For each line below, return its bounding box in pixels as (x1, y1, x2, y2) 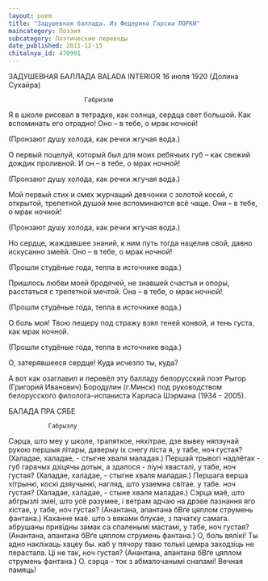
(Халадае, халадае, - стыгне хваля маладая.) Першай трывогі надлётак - (8, 453, 261, 463)
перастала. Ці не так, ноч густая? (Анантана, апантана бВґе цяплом (8, 548, 242, 558)
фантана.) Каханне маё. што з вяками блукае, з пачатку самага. (8, 514, 230, 523)
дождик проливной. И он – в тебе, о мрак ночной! (8, 158, 180, 168)
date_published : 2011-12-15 (8, 42, 103, 50)
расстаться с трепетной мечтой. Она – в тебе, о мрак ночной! (8, 287, 223, 296)
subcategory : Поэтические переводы (8, 34, 128, 43)
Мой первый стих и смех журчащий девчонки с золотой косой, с (8, 190, 234, 199)
